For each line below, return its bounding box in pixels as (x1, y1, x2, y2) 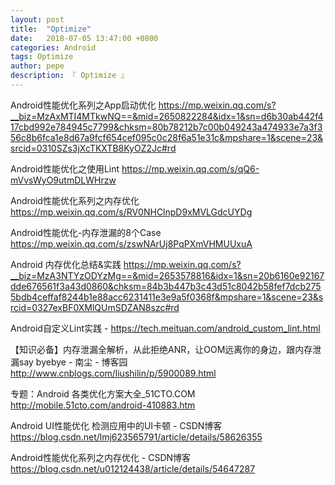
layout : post (10, 14, 65, 25)
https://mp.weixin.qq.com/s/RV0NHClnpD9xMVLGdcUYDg (10, 206, 253, 218)
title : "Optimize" (10, 24, 92, 34)
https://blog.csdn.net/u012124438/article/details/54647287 (10, 462, 256, 475)
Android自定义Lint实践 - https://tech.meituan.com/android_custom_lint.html (10, 322, 321, 334)
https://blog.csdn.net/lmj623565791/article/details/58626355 (10, 431, 263, 443)
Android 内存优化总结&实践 (10, 258, 122, 270)
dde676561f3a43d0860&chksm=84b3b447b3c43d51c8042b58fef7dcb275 (10, 280, 322, 292)
